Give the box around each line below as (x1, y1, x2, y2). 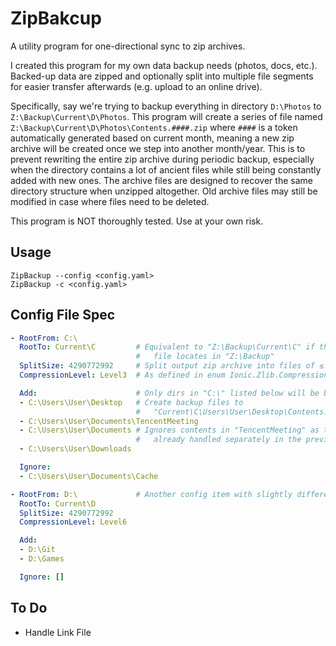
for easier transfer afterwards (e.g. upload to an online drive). (10, 80, 263, 92)
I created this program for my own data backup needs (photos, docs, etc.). (10, 59, 318, 71)
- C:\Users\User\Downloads (19, 444, 132, 454)
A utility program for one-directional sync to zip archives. (10, 40, 246, 52)
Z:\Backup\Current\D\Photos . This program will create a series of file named (10, 110, 323, 122)
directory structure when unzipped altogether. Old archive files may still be (10, 185, 318, 197)
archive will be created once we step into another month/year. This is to (10, 142, 306, 154)
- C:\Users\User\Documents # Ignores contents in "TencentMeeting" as (19, 425, 320, 436)
